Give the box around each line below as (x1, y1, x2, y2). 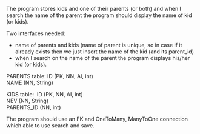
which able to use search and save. (6, 122, 95, 129)
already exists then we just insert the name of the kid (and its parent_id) (15, 48, 195, 55)
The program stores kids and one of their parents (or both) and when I (6, 5, 182, 12)
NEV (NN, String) (6, 97, 49, 104)
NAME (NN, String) (6, 79, 53, 86)
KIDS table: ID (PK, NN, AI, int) (6, 91, 83, 98)
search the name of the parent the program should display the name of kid (6, 12, 192, 19)
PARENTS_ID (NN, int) (6, 104, 61, 111)
